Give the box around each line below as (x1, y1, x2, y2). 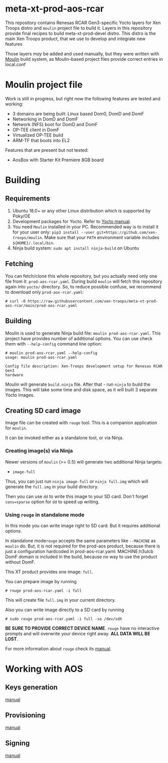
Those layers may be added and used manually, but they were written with (5, 51, 159, 57)
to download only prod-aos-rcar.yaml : (5, 289, 84, 295)
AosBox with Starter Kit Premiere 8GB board (12, 157, 104, 163)
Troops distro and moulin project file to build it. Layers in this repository (5, 25, 152, 31)
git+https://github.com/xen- (96, 230, 158, 235)
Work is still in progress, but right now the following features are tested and (5, 95, 160, 101)
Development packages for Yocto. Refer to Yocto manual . (12, 218, 131, 224)
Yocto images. (5, 392, 35, 398)
